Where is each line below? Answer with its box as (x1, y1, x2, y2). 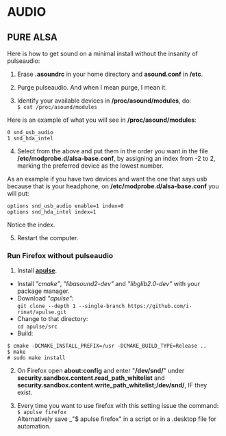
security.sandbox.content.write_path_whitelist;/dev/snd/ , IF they (16, 381, 208, 389)
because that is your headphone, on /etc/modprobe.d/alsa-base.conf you (7, 182, 219, 190)
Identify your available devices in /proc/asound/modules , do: (16, 97, 192, 105)
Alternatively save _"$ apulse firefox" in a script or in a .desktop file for (16, 415, 217, 423)
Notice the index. (7, 220, 55, 229)
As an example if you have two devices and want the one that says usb (7, 175, 208, 183)
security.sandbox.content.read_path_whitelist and (16, 374, 166, 382)
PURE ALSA (7, 31, 58, 43)
